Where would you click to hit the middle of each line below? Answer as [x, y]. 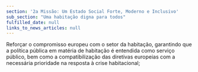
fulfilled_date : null [33, 22]
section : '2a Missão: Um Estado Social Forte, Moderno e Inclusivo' [92, 11]
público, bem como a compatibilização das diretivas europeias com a [91, 57]
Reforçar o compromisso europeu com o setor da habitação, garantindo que [99, 44]
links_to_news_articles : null [44, 28]
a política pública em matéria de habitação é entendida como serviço [90, 51]
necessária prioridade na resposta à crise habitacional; [73, 63]
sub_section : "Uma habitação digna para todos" [66, 17]
